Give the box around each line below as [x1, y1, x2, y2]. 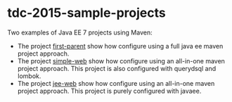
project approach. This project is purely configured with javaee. [17, 87, 202, 95]
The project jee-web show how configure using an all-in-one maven [17, 79, 215, 87]
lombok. [17, 72, 41, 80]
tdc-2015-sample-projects [7, 5, 167, 21]
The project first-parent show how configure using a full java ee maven [17, 42, 224, 50]
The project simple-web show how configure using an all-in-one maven [17, 56, 225, 65]
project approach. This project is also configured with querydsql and [17, 64, 217, 72]
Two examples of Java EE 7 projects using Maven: [7, 28, 153, 37]
